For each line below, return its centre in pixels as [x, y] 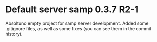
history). [14, 34]
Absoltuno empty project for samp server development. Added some [77, 23]
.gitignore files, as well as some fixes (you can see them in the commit [78, 28]
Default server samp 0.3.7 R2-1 [72, 9]
